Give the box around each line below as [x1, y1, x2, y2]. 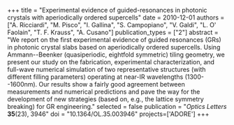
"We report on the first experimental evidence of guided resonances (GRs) [7, 36, 221, 44]
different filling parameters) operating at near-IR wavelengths [7, 73, 184, 81]
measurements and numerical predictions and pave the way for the [7, 87, 200, 96]
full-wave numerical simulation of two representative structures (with [7, 66, 206, 73]
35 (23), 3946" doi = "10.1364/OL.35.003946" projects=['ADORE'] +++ [7, 110, 210, 118]
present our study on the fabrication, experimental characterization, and [7, 58, 215, 66]
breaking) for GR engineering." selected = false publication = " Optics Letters [7, 103, 227, 110]
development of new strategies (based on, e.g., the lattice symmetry [7, 95, 204, 103]
